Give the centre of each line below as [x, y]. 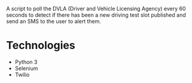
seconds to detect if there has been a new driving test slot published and [96, 15]
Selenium [26, 68]
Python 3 [26, 62]
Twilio [22, 75]
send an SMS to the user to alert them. [54, 21]
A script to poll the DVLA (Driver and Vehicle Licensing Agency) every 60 [96, 9]
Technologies [41, 46]
